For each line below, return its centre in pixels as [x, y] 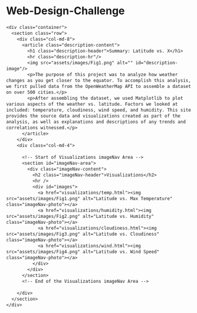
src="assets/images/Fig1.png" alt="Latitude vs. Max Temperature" [89, 198]
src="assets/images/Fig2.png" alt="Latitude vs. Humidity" [80, 216]
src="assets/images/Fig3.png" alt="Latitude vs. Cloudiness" [83, 234]
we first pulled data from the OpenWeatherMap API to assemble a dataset [99, 86]
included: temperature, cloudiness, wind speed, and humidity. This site [99, 110]
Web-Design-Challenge [65, 11]
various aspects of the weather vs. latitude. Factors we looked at [92, 104]
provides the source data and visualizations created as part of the [93, 116]
